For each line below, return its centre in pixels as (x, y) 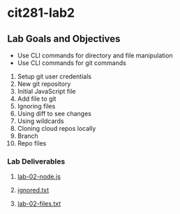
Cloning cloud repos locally (57, 128)
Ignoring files (36, 106)
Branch (28, 136)
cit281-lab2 (41, 13)
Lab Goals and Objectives (64, 39)
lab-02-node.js (39, 177)
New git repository (44, 84)
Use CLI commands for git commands (72, 63)
